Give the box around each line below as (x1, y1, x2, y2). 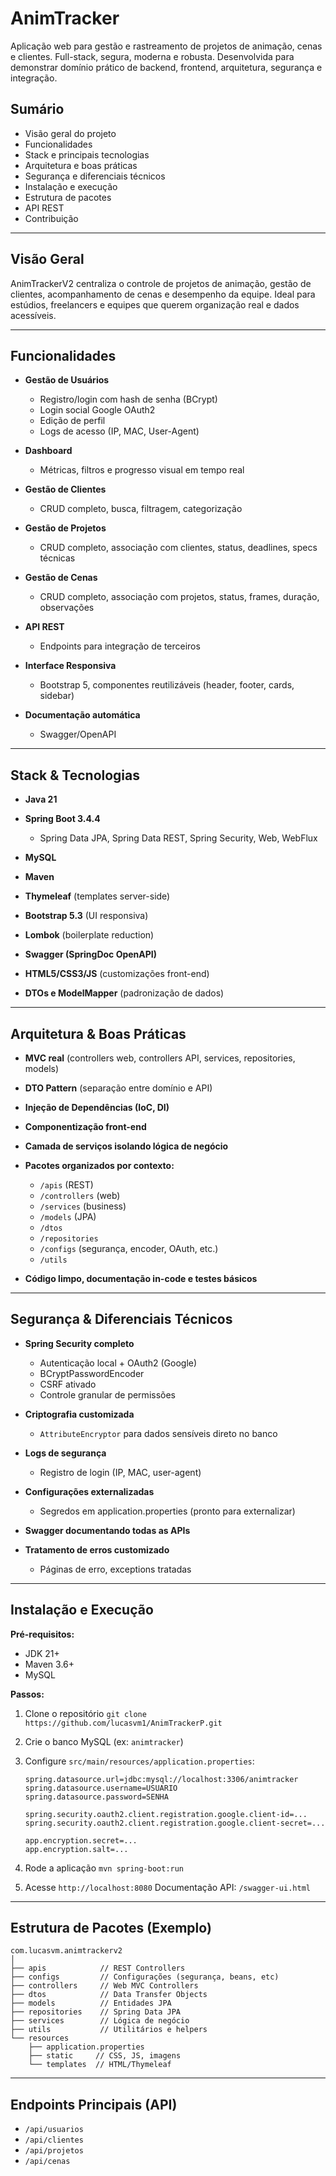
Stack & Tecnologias (10, 767, 141, 784)
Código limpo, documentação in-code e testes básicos (24, 1273, 258, 1284)
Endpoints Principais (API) (10, 2096, 178, 2113)
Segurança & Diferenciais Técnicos (10, 1311, 233, 1328)
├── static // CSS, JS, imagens (28, 2051, 182, 2061)
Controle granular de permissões (39, 1388, 176, 1401)
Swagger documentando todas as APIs (24, 1524, 191, 1536)
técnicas (39, 552, 76, 564)
